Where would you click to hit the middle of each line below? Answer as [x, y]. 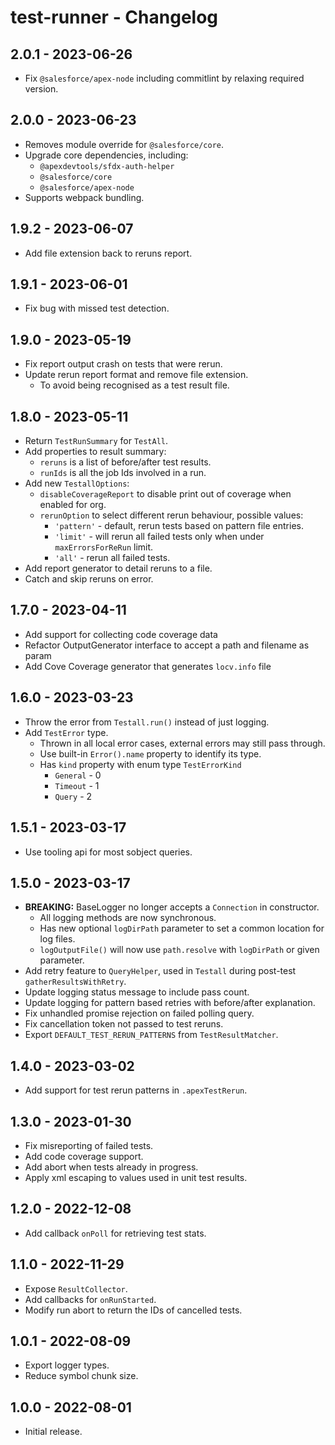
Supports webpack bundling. [84, 197]
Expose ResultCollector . [76, 1288]
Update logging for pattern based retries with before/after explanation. [170, 1003]
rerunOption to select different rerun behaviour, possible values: [171, 515]
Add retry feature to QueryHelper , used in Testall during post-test [160, 971]
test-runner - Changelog [114, 17]
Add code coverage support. [84, 1156]
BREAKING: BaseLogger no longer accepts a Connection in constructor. [172, 907]
